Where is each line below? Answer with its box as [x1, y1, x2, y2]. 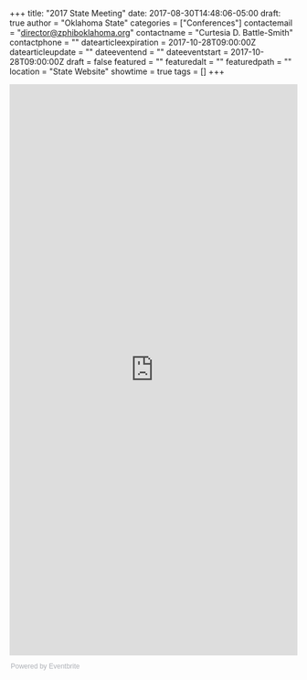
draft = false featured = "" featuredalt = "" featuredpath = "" [66, 57, 292, 67]
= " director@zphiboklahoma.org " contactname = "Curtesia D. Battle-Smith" [9, 27, 294, 37]
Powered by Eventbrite [10, 662, 80, 671]
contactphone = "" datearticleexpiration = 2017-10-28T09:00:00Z [9, 37, 257, 48]
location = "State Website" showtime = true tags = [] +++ [9, 66, 226, 77]
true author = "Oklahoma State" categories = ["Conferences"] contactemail [9, 17, 293, 28]
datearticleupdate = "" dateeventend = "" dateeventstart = [9, 47, 229, 58]
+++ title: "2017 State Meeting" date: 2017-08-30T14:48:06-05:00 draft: [9, 8, 281, 18]
